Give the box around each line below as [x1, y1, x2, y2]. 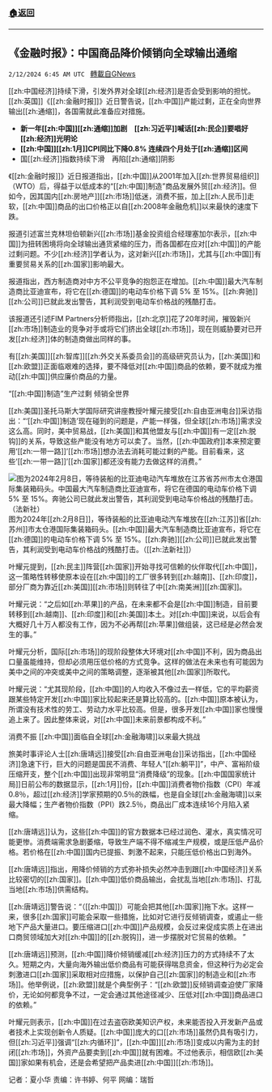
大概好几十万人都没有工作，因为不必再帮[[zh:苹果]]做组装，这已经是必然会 [8, 619, 257, 629]
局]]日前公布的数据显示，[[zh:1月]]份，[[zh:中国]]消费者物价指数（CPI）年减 [8, 780, 261, 789]
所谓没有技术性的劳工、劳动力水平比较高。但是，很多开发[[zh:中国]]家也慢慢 [8, 704, 263, 714]
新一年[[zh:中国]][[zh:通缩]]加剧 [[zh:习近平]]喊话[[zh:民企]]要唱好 [19, 124, 249, 134]
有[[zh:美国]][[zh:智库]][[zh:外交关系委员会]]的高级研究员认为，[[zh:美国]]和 [8, 351, 261, 361]
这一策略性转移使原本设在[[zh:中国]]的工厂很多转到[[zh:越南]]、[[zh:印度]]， [8, 572, 261, 582]
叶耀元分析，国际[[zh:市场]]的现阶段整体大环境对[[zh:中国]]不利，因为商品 [8, 647, 255, 656]
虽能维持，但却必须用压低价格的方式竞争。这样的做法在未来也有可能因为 [22, 657, 264, 667]
